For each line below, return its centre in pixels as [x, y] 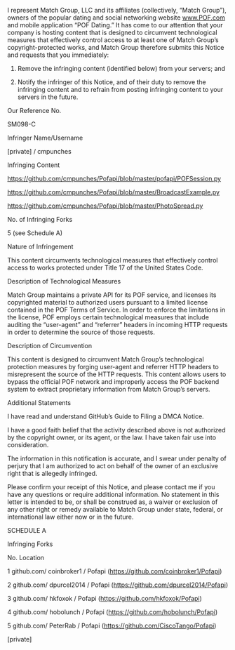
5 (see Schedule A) [35, 233]
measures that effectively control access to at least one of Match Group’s [113, 40]
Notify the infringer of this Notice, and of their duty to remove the [112, 82]
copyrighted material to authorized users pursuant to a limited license [108, 302]
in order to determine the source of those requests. [81, 332]
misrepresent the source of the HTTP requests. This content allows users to [117, 374]
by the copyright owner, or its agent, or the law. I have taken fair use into [112, 437]
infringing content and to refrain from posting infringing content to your [120, 89]
